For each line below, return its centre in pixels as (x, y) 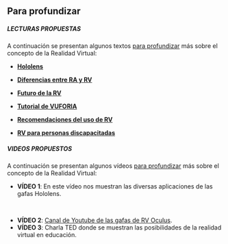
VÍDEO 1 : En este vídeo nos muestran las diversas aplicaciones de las (115, 186)
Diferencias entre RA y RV (54, 80)
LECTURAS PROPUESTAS (44, 28)
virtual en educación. (47, 235)
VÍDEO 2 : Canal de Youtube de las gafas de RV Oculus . (94, 220)
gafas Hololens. (39, 194)
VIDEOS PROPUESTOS (40, 148)
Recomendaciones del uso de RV (65, 120)
